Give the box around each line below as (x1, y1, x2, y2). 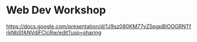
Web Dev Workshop (6, 3, 106, 17)
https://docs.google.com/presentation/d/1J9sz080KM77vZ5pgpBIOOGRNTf (6, 23, 191, 30)
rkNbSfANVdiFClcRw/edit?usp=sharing (6, 29, 102, 36)
